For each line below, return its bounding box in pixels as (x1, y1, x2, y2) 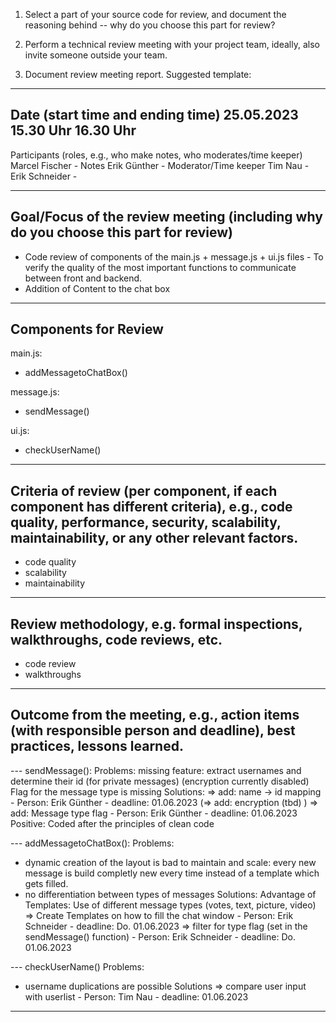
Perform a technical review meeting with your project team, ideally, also (24, 39, 320, 50)
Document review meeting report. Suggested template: (24, 69, 252, 80)
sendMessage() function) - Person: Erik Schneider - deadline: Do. (24, 930, 296, 943)
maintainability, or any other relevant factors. (10, 529, 299, 546)
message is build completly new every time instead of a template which (24, 867, 320, 879)
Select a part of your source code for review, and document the (24, 9, 287, 20)
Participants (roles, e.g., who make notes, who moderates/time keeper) (10, 149, 303, 161)
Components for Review (10, 321, 164, 338)
